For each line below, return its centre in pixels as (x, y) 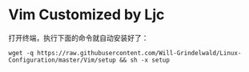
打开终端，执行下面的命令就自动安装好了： (78, 38)
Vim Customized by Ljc (86, 15)
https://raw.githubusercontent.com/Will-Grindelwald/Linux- (139, 53)
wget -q (21, 53)
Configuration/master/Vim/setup (62, 60)
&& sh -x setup (145, 60)
